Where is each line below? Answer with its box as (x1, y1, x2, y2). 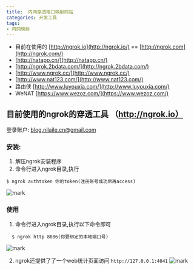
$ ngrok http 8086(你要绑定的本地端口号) (12, 234, 109, 240)
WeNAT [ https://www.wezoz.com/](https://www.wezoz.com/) (15, 90, 169, 97)
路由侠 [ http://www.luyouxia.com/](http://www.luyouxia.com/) (15, 83, 170, 90)
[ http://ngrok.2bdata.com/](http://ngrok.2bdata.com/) (15, 63, 150, 70)
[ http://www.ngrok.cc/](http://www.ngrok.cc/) (15, 69, 130, 76)
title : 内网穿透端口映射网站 (6, 8, 74, 15)
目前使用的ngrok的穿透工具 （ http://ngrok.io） (6, 109, 184, 119)
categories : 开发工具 (6, 15, 58, 21)
